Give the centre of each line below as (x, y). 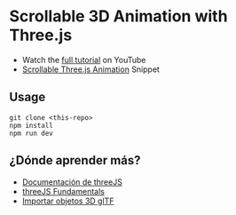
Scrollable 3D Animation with (118, 16)
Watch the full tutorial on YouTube (84, 60)
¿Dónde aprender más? (75, 160)
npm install (31, 125)
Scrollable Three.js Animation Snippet (90, 69)
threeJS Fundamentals (63, 191)
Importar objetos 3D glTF (68, 201)
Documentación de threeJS (72, 182)
